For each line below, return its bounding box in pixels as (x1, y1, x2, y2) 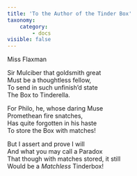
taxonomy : (7, 17, 36, 24)
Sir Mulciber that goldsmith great (7, 69, 102, 77)
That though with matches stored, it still (7, 154, 121, 163)
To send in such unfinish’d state (7, 83, 99, 92)
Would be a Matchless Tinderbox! (7, 162, 104, 170)
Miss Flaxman (7, 55, 47, 63)
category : (19, 23, 49, 30)
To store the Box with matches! (7, 127, 96, 135)
